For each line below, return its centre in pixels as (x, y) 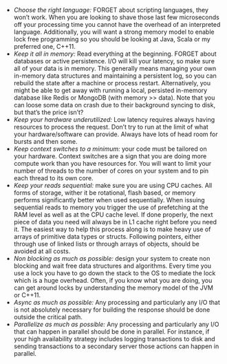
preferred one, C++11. (44, 46)
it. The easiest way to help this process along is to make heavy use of (112, 229)
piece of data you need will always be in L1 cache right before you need (115, 222)
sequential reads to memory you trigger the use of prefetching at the (111, 207)
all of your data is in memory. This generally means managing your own (115, 68)
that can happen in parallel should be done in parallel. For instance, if (111, 332)
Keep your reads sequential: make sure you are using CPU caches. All (113, 185)
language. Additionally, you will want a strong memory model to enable (114, 32)
